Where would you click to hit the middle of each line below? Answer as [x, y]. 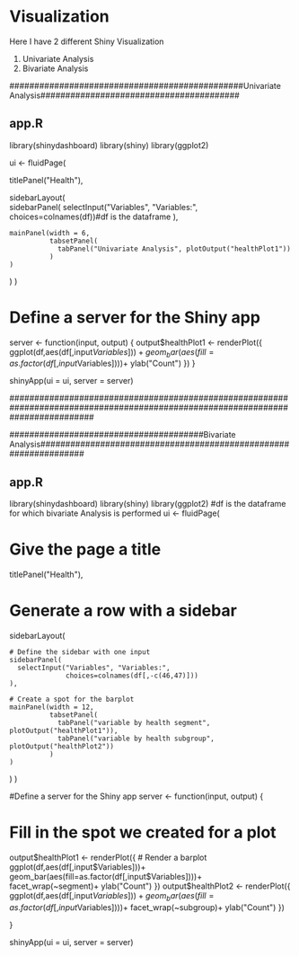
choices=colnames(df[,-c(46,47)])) [132, 676]
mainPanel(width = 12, [52, 707]
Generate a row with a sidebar [123, 611]
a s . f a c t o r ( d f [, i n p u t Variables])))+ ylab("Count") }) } [102, 363]
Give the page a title [85, 549]
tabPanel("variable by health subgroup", [136, 739]
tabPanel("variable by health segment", [134, 723]
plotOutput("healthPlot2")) [62, 747]
